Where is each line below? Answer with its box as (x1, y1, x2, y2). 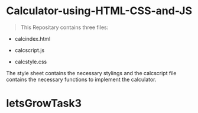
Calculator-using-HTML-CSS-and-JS (6, 4, 192, 18)
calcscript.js (14, 46, 45, 54)
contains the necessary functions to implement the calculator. (6, 76, 157, 83)
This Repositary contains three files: (20, 24, 109, 31)
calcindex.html (14, 35, 51, 42)
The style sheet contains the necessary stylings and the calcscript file (6, 69, 177, 76)
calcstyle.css (14, 58, 47, 65)
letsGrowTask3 (6, 96, 82, 110)
